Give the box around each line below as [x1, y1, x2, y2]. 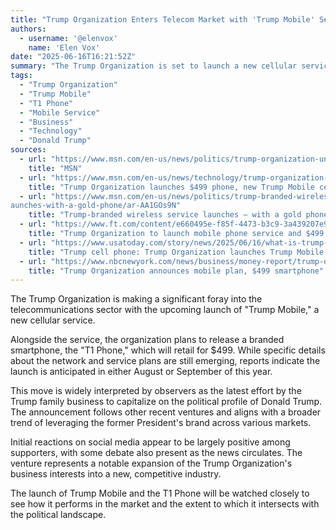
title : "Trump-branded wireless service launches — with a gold [28, 210, 302, 220]
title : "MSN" [28, 163, 83, 173]
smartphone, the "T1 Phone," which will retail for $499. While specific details [10, 344, 326, 356]
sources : [10, 145, 47, 155]
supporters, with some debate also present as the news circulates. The [10, 447, 303, 459]
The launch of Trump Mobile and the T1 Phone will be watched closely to [10, 487, 310, 500]
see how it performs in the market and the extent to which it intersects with [10, 498, 320, 510]
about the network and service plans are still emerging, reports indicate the [10, 355, 321, 367]
